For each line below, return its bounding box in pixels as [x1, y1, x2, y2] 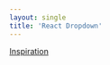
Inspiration [9, 45, 50, 56]
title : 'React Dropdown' [9, 21, 103, 30]
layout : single [9, 12, 67, 22]
